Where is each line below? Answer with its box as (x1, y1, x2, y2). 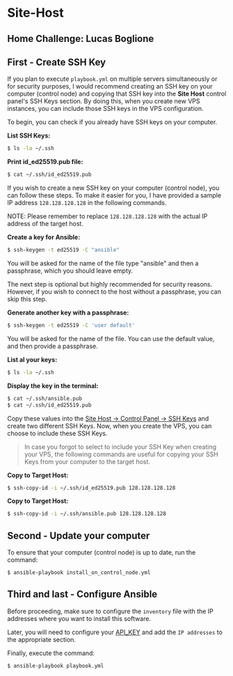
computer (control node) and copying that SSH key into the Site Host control (7, 89, 227, 98)
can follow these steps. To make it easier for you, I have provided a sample (7, 191, 221, 200)
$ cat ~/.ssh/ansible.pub (7, 395, 82, 402)
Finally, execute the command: (7, 649, 95, 657)
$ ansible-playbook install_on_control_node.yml (7, 569, 151, 576)
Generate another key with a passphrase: (7, 308, 129, 317)
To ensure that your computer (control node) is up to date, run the (7, 548, 196, 557)
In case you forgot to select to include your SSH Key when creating (24, 442, 217, 451)
